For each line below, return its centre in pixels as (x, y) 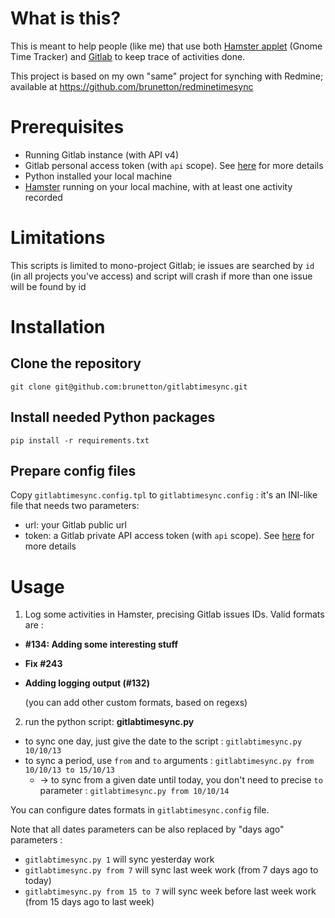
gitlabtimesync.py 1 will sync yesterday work (119, 859)
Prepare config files (73, 471)
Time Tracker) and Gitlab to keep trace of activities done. (128, 56)
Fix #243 (43, 664)
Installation (58, 327)
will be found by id (48, 286)
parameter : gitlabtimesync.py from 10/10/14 (134, 791)
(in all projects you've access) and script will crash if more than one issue (161, 276)
